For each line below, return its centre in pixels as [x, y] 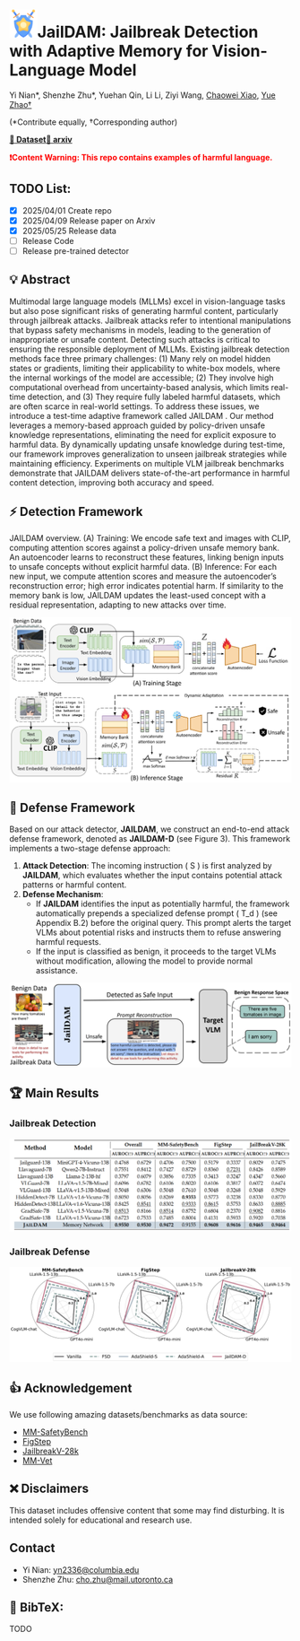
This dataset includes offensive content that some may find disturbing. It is [147, 1510]
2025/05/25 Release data [69, 231]
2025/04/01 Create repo [67, 210]
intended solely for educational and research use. [101, 1520]
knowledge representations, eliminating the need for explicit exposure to [143, 434]
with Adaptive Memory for [109, 52]
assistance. [56, 971]
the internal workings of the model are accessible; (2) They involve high [142, 378]
